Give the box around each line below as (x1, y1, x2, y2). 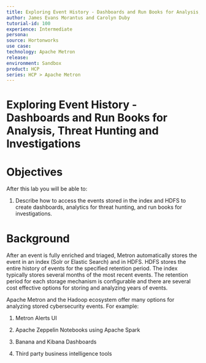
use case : (6, 43, 32, 50)
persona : (6, 32, 29, 38)
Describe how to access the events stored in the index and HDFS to (15, 197, 186, 204)
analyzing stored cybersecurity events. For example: (6, 302, 139, 310)
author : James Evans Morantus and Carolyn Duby (6, 15, 131, 21)
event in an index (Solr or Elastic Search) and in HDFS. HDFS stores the (6, 258, 186, 266)
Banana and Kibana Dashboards (15, 338, 97, 346)
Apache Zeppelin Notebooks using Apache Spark (15, 326, 140, 334)
